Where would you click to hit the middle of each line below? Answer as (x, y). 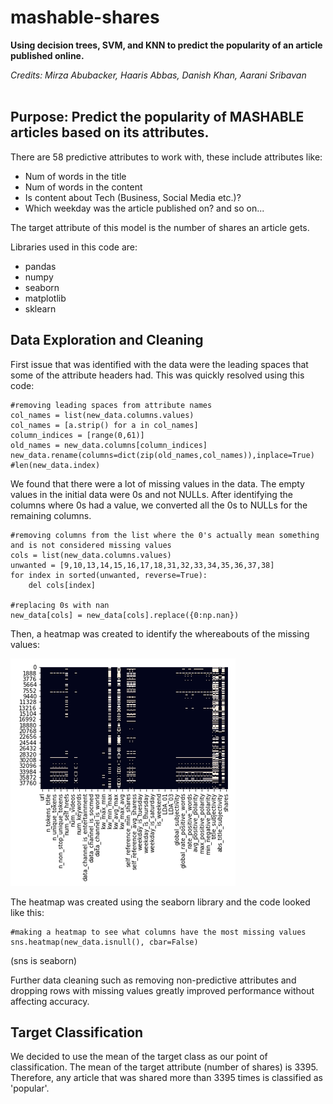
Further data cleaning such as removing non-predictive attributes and (153, 980)
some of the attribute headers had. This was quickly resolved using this (157, 375)
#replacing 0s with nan (60, 605)
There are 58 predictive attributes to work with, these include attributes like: (166, 157)
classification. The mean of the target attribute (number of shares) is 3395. (164, 1067)
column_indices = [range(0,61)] (77, 435)
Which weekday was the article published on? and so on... (144, 208)
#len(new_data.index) (55, 465)
